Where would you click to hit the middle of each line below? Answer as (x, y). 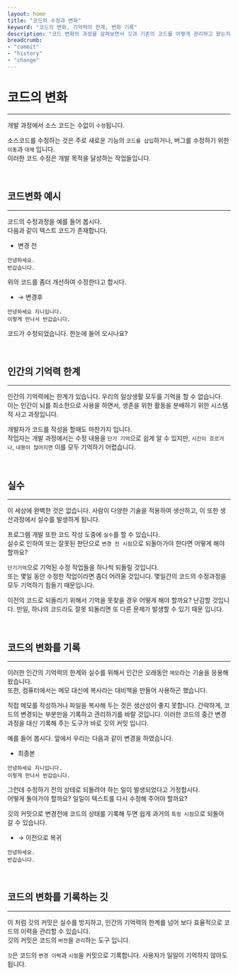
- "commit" (23, 47)
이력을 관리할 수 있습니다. (55, 931)
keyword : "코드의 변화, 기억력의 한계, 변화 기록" (72, 27)
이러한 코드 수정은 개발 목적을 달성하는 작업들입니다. (79, 158)
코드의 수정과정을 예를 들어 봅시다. (55, 222)
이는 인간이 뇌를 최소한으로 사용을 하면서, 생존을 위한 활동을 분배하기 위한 (108, 405)
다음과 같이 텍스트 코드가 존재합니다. (57, 230)
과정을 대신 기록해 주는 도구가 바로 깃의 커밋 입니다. (78, 723)
